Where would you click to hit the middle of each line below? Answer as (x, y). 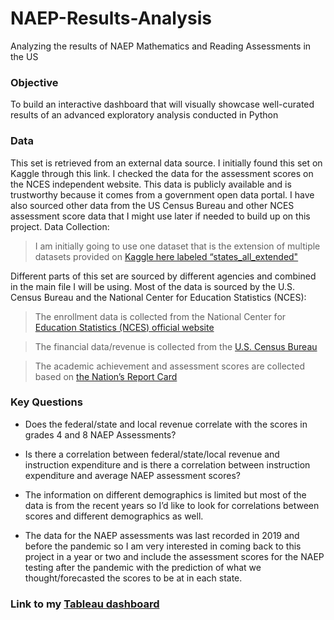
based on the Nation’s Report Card (106, 376)
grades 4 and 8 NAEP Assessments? (100, 434)
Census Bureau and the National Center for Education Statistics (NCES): (158, 297)
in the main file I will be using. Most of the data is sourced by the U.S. (153, 286)
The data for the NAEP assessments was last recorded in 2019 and (162, 535)
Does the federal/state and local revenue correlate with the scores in (166, 424)
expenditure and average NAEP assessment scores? (132, 475)
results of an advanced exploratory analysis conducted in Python (144, 115)
